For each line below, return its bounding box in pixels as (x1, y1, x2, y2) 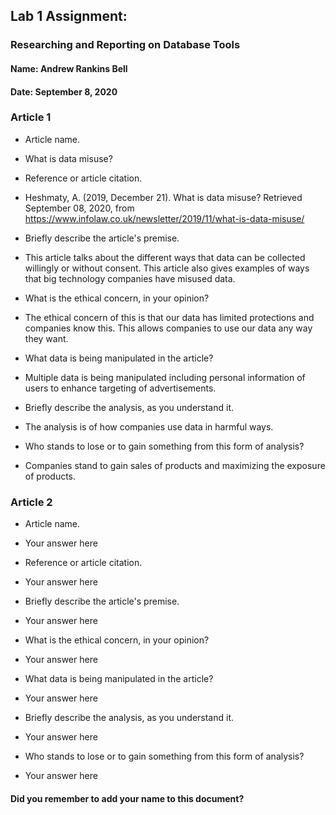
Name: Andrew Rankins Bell (10, 62, 128, 74)
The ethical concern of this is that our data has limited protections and (24, 311, 315, 323)
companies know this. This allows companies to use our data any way (24, 322, 313, 334)
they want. (24, 332, 69, 344)
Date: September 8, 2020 (10, 85, 118, 98)
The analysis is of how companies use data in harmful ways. (24, 420, 274, 433)
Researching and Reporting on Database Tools (10, 38, 241, 52)
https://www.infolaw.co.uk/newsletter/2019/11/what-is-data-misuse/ (24, 212, 305, 224)
